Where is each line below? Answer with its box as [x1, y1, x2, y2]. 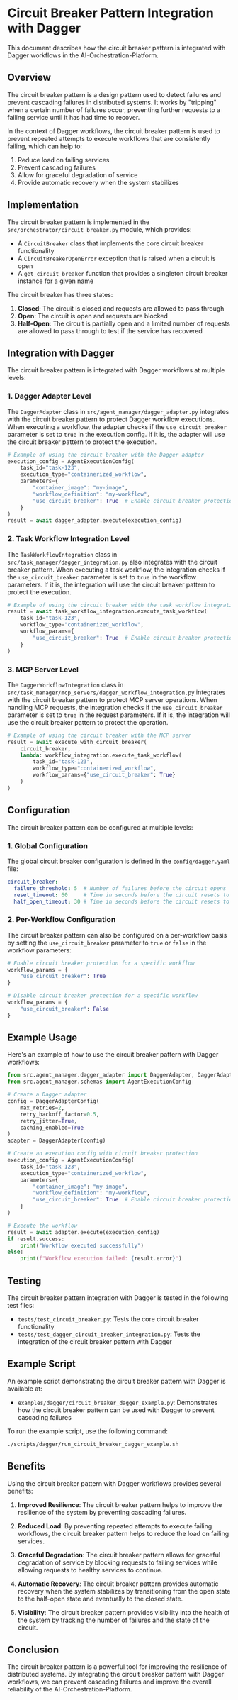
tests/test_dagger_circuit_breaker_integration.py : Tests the [17, 1330, 200, 1338]
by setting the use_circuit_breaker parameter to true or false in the [7, 938, 207, 947]
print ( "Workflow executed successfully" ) [20, 1242, 144, 1249]
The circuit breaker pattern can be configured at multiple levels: [7, 823, 193, 831]
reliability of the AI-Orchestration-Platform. [7, 1685, 132, 1694]
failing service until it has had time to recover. [7, 113, 140, 121]
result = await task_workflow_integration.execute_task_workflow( [7, 608, 208, 615]
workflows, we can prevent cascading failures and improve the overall [7, 1677, 212, 1686]
